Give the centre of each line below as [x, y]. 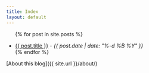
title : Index [22, 12]
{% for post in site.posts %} [49, 34]
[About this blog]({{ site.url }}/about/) [52, 64]
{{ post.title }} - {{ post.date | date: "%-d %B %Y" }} [79, 46]
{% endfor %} [32, 52]
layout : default [26, 17]
